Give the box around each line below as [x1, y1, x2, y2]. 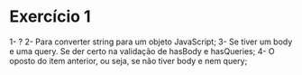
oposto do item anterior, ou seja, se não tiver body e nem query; [9, 55, 248, 66]
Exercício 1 [9, 6, 92, 27]
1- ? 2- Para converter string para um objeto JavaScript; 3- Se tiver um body [9, 36, 293, 47]
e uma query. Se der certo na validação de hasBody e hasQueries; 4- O [9, 45, 275, 56]
